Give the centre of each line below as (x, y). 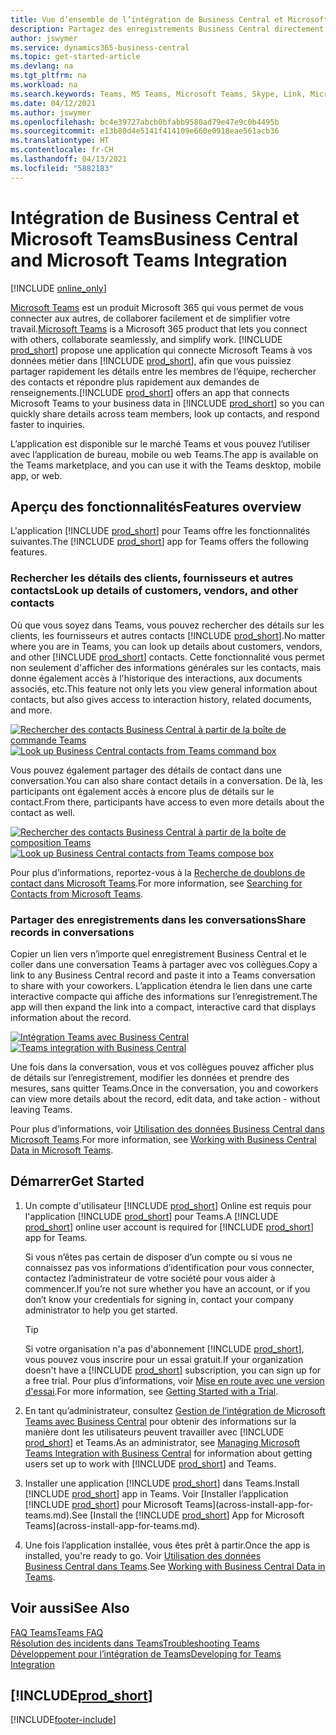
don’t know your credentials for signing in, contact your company (159, 1299)
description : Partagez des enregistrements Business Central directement (167, 29)
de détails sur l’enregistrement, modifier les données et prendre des (150, 1077)
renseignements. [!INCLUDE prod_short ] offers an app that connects (150, 392)
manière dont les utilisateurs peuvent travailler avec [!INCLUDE (154, 1432)
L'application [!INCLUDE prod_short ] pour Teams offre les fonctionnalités (160, 531)
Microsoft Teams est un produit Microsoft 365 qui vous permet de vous (157, 307)
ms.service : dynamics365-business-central (100, 47)
